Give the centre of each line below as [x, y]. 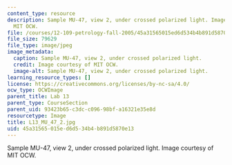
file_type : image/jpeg [40, 45]
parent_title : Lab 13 [38, 97]
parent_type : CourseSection [48, 103]
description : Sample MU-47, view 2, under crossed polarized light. [108, 20]
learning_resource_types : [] [49, 77]
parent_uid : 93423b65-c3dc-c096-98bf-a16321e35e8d [81, 109]
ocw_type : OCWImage [35, 90]
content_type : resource [41, 13]
